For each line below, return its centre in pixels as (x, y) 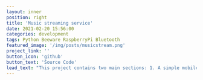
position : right (27, 17)
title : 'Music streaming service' (50, 23)
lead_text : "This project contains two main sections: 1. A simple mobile (102, 68)
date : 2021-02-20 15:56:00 (40, 29)
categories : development (37, 34)
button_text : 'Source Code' (42, 62)
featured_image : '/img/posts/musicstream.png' (66, 46)
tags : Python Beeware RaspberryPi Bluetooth (63, 40)
